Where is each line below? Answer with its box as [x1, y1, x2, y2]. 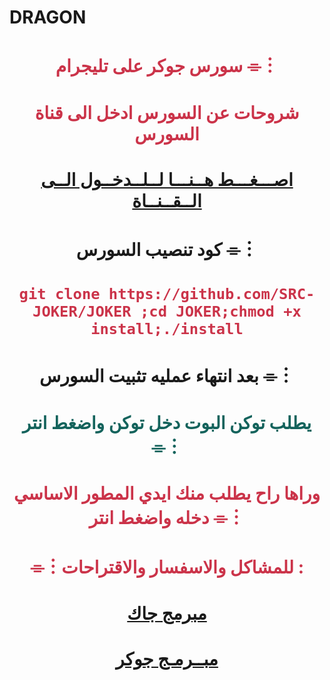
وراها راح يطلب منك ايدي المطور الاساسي [13, 482, 321, 505]
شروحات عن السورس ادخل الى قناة [34, 101, 300, 124]
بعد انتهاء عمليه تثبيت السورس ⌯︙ [39, 365, 295, 388]
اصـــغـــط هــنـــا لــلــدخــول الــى [40, 168, 294, 191]
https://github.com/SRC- [108, 285, 316, 304]
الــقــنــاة [132, 189, 202, 212]
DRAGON [9, 6, 87, 29]
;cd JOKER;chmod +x [140, 302, 302, 321]
